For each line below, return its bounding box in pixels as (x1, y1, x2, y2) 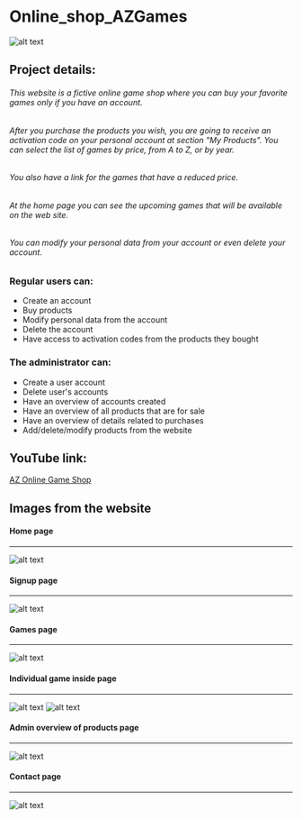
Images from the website (9, 500, 152, 515)
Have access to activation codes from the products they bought (22, 333, 259, 344)
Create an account (22, 296, 92, 306)
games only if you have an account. (9, 96, 143, 107)
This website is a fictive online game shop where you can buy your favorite (9, 87, 288, 98)
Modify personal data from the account (22, 314, 168, 325)
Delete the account (22, 324, 93, 335)
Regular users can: (9, 275, 93, 287)
